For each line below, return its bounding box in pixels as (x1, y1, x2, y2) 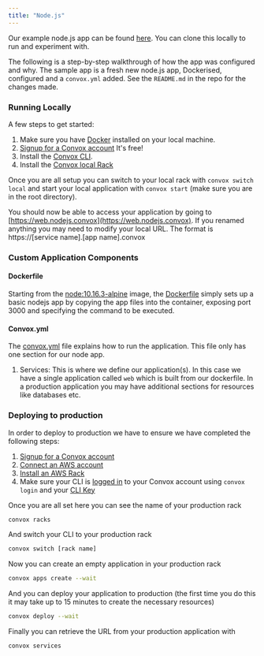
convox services (8, 642, 61, 650)
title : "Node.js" (8, 11, 65, 20)
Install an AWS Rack (19, 468, 85, 478)
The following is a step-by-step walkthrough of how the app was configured (8, 57, 255, 66)
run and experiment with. (8, 41, 90, 51)
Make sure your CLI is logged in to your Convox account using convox (19, 476, 246, 486)
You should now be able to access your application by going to (8, 207, 213, 217)
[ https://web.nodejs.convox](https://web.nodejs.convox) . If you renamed (8, 215, 244, 225)
